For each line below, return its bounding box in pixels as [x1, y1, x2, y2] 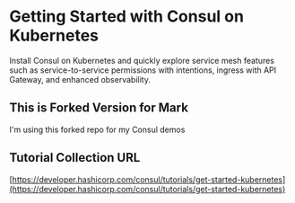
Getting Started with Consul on [9, 6, 245, 27]
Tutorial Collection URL [9, 150, 141, 165]
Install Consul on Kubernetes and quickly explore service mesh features [9, 55, 275, 66]
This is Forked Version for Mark [9, 101, 188, 116]
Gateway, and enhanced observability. [9, 74, 151, 84]
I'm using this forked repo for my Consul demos [9, 124, 186, 135]
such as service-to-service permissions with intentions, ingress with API [9, 65, 277, 75]
